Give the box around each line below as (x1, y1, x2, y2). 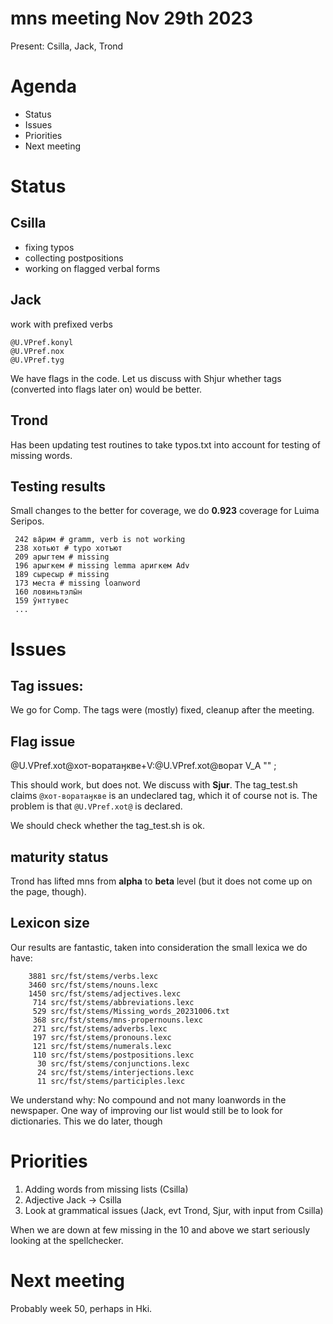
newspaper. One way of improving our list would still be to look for (10, 1104, 283, 1116)
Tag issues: (10, 677, 84, 694)
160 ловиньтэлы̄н (14, 587, 83, 597)
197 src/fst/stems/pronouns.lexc (32, 1032, 172, 1042)
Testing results (10, 478, 107, 495)
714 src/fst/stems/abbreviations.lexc (32, 997, 195, 1007)
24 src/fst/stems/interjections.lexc (36, 1067, 195, 1077)
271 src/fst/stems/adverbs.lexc (32, 1023, 168, 1034)
